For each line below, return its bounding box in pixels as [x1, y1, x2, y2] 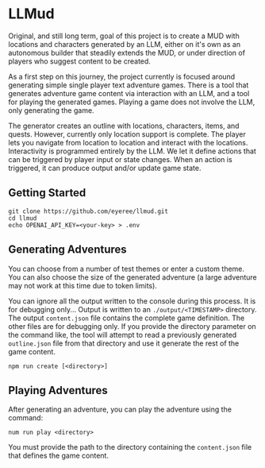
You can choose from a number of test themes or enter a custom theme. [8, 264, 244, 273]
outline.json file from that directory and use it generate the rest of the [8, 338, 240, 348]
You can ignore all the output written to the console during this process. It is [8, 296, 256, 306]
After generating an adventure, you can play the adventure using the [8, 404, 232, 414]
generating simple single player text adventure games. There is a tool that [8, 80, 249, 90]
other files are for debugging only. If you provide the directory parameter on [8, 321, 256, 331]
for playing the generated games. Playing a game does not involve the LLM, [8, 97, 255, 106]
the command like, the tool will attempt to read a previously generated [8, 330, 237, 339]
